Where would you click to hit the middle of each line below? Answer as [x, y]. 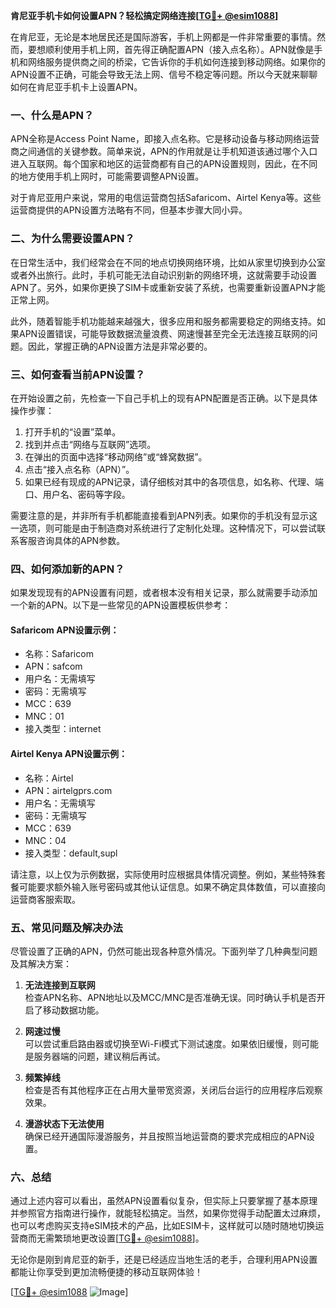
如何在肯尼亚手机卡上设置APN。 [76, 87]
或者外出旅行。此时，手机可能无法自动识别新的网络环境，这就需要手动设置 [163, 275]
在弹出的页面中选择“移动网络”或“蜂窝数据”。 [116, 456]
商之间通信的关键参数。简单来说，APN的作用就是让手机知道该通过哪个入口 [164, 151]
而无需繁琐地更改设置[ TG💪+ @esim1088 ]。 [116, 1238]
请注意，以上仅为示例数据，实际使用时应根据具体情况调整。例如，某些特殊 [163, 874]
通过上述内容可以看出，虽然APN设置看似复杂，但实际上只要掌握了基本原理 [164, 1201]
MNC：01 [44, 716]
